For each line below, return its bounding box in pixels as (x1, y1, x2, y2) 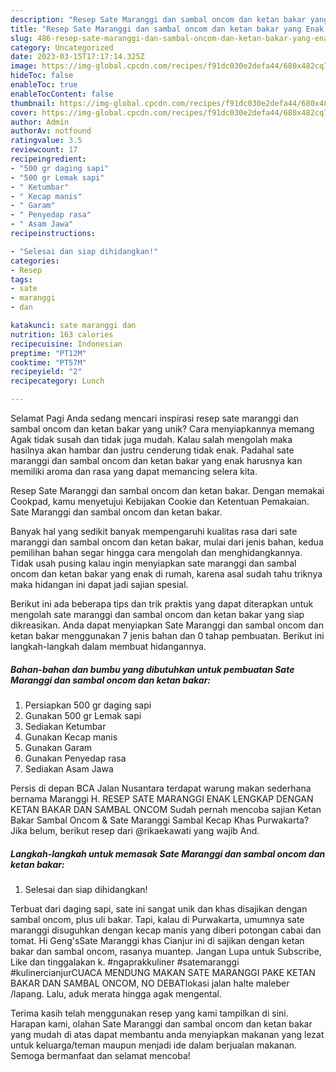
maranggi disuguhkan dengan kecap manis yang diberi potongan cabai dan (10, 924, 322, 936)
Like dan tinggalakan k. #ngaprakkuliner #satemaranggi (10, 956, 240, 968)
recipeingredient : (10, 154, 87, 164)
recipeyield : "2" (10, 367, 83, 377)
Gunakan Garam (24, 741, 93, 753)
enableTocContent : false (10, 89, 114, 99)
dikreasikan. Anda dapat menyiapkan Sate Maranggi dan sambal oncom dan (10, 619, 324, 631)
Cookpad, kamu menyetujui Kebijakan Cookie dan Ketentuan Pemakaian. (10, 496, 310, 507)
